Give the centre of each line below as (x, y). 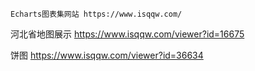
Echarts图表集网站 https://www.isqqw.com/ (96, 14)
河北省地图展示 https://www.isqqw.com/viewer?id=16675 (127, 34)
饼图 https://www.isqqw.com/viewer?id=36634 (107, 55)
